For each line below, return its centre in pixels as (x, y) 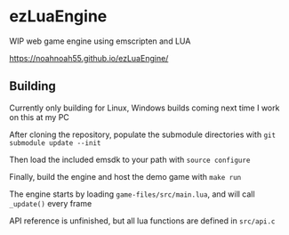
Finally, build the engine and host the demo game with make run (125, 176)
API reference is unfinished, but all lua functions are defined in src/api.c (142, 221)
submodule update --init (55, 143)
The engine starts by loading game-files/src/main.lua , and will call (132, 194)
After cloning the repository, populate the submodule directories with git (143, 134)
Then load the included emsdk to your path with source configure (130, 159)
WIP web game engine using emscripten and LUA (100, 41)
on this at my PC (39, 117)
